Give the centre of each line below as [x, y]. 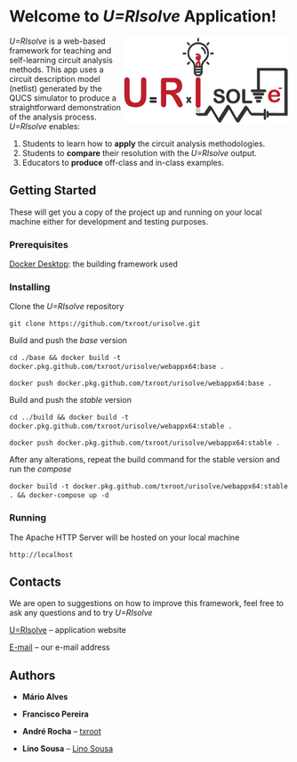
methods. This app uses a [56, 70]
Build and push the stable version [70, 400]
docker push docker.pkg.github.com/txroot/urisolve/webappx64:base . [141, 384]
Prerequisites [39, 244]
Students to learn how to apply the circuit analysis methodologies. [144, 143]
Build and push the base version [68, 340]
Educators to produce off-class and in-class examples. [123, 162]
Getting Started [53, 190]
